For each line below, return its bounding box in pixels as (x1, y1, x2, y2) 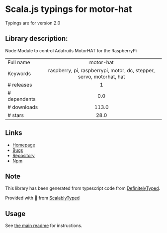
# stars (7, 112, 24, 118)
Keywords (7, 70, 31, 77)
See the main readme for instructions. (5, 223, 83, 229)
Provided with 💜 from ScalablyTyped (5, 195, 80, 201)
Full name (7, 59, 31, 66)
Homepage (12, 142, 36, 148)
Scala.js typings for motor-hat (5, 3, 132, 15)
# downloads (7, 104, 38, 111)
